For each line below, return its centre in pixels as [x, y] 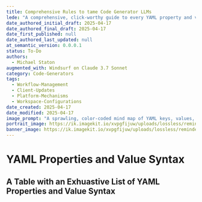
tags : [13, 79]
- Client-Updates [33, 90]
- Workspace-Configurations [47, 101]
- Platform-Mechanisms [40, 96]
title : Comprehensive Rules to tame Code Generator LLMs [79, 12]
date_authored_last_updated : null [50, 40]
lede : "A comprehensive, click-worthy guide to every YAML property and [99, 17]
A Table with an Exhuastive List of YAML [83, 181]
